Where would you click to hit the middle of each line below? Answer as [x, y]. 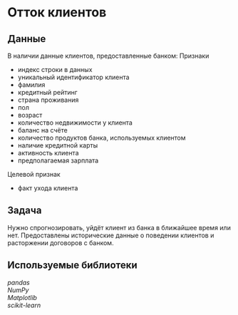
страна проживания [48, 100]
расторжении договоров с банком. [61, 242]
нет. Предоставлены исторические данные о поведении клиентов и [111, 235]
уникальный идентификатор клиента [73, 77]
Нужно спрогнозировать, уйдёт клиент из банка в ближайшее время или [119, 227]
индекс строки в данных [55, 69]
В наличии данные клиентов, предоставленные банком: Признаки [108, 56]
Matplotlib [22, 297]
